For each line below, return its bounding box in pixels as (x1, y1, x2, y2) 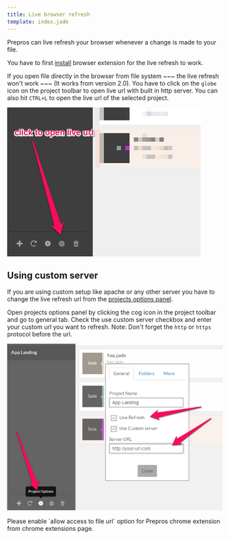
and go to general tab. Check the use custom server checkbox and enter (7, 316, 212, 324)
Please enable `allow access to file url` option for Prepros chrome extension (7, 517, 220, 525)
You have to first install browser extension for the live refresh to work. (7, 58, 204, 66)
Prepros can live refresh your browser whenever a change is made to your (7, 38, 217, 46)
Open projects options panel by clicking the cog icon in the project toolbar (7, 308, 216, 316)
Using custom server (7, 269, 99, 281)
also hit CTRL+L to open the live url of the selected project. (7, 93, 169, 102)
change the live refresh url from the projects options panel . (7, 295, 173, 303)
